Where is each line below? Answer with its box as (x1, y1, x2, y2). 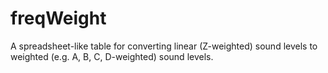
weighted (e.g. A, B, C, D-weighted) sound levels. (10, 50, 214, 62)
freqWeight (10, 7, 107, 30)
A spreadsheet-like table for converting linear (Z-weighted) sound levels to (10, 40, 318, 52)
